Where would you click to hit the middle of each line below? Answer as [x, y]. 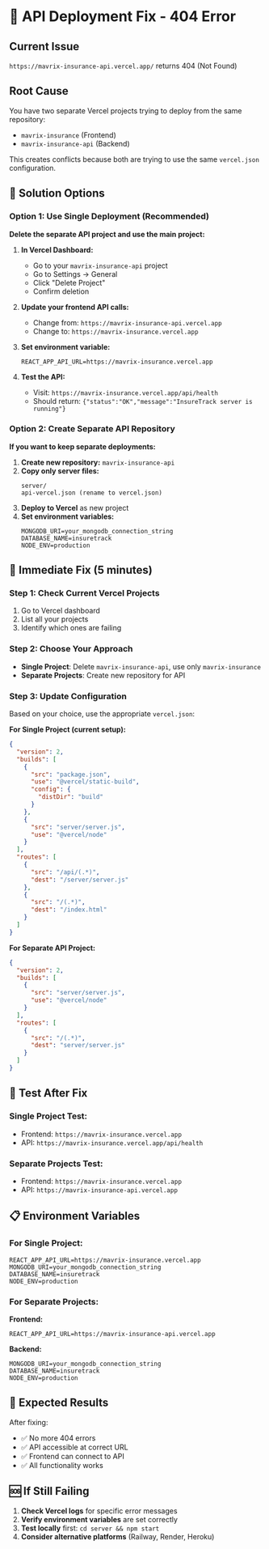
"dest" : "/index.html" [69, 910]
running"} [50, 409]
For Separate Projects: [54, 1301]
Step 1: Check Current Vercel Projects [84, 593]
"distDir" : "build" [71, 797]
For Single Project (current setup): [67, 730]
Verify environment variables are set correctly [99, 1519]
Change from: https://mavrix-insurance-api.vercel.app [127, 322]
